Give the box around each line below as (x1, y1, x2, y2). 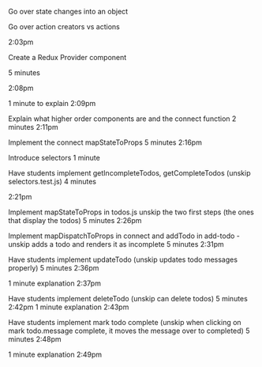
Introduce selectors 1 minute (8, 153, 100, 162)
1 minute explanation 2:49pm (8, 350, 103, 359)
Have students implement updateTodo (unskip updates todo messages (8, 255, 238, 264)
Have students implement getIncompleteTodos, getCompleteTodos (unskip (8, 168, 251, 177)
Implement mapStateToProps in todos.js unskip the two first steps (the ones (8, 207, 254, 217)
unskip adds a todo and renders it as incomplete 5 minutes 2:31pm (8, 240, 225, 248)
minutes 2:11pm (8, 123, 58, 131)
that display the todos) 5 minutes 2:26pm (8, 216, 142, 225)
